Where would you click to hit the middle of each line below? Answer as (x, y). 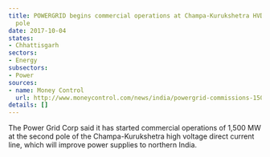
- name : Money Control (46, 90)
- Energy (23, 61)
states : (21, 38)
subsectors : (28, 68)
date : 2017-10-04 (37, 30)
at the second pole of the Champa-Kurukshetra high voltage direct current (131, 136)
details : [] (28, 105)
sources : (23, 83)
